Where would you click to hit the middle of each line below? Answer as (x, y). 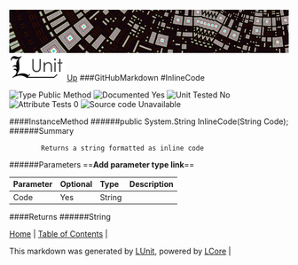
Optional (76, 184)
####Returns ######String (60, 217)
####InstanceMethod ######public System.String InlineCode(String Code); (149, 121)
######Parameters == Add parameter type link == (102, 164)
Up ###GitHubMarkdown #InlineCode (136, 77)
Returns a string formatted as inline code (122, 148)
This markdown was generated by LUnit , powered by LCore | (120, 251)
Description (151, 184)
